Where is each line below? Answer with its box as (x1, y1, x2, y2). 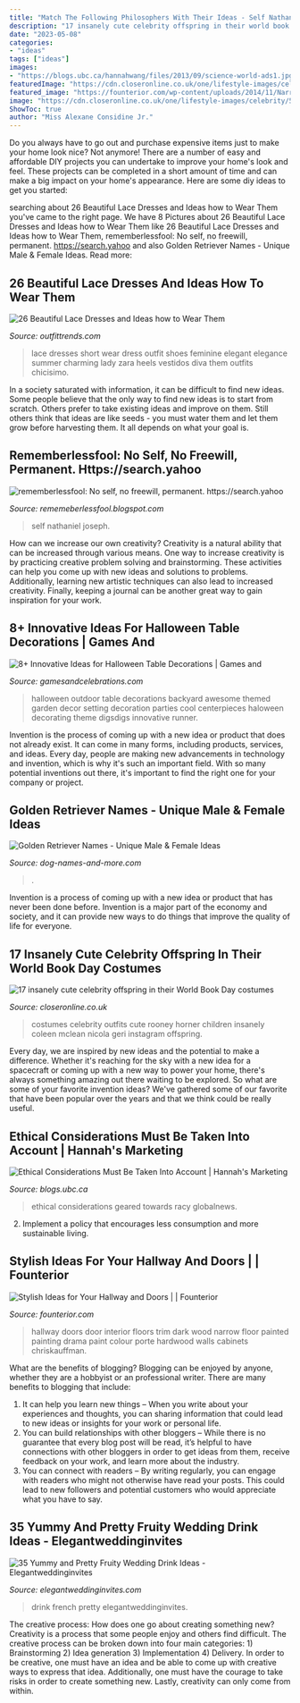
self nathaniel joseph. (30, 520, 111, 531)
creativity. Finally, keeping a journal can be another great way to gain (9, 585, 263, 595)
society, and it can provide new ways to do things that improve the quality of (9, 911, 290, 922)
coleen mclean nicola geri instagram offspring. (30, 1029, 203, 1040)
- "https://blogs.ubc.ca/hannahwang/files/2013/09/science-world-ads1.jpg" (9, 72, 297, 80)
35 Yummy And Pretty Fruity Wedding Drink (9, 1520, 259, 1535)
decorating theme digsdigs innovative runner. (30, 712, 199, 722)
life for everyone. (9, 921, 72, 932)
